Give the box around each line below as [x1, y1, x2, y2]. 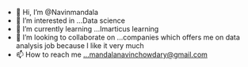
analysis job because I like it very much [15, 41, 144, 50]
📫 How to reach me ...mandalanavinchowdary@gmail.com [15, 50, 208, 59]
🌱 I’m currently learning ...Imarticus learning [15, 24, 159, 33]
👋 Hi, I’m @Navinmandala [15, 8, 99, 17]
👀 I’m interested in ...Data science [15, 16, 125, 25]
